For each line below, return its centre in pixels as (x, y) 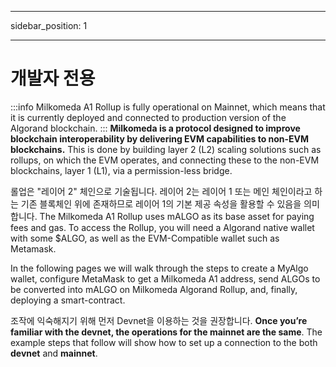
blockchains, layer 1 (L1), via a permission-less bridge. (121, 170)
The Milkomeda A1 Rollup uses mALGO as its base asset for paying (177, 216)
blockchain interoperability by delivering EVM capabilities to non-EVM (160, 138)
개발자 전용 (53, 78)
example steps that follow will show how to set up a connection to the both (164, 342)
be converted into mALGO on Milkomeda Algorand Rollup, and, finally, (154, 289)
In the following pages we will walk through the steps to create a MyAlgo (159, 268)
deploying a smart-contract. (68, 300)
